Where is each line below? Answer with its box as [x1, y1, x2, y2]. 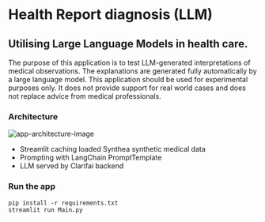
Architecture [8, 111, 59, 122]
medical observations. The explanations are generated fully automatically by [8, 66, 257, 76]
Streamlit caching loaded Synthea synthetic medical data [19, 145, 206, 154]
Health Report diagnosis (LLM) [8, 6, 214, 24]
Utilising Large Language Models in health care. [8, 37, 248, 51]
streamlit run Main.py [8, 205, 83, 214]
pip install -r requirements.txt [8, 199, 119, 207]
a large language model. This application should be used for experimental [8, 75, 248, 84]
